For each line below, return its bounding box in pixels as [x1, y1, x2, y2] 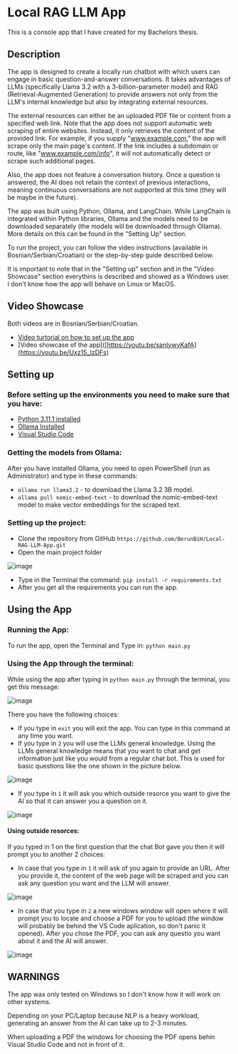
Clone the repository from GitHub [17, 534, 116, 542]
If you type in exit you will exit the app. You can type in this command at [17, 724, 231, 732]
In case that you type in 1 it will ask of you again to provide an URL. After [17, 864, 230, 873]
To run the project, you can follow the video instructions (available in [7, 243, 208, 252]
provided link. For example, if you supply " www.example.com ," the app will [7, 134, 226, 142]
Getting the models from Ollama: [7, 448, 122, 458]
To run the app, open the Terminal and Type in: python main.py [7, 641, 191, 650]
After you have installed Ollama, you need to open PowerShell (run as [7, 463, 210, 473]
